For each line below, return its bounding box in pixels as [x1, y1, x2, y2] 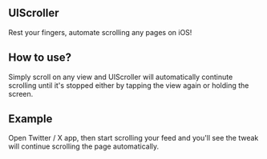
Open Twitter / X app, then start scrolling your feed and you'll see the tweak [8, 133, 259, 143]
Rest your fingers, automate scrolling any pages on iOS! [8, 27, 192, 37]
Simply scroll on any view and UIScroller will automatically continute [8, 72, 233, 81]
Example [8, 112, 53, 126]
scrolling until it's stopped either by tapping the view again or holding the [8, 80, 249, 90]
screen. [8, 89, 34, 98]
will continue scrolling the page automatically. [8, 141, 160, 151]
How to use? [8, 51, 72, 65]
